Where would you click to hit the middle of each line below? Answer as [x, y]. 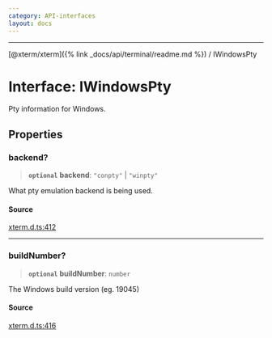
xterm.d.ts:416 [32, 325]
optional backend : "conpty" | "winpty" [93, 175]
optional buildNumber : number [79, 273]
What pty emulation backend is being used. [81, 191]
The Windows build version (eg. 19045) [74, 289]
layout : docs [30, 23]
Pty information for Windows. [57, 109]
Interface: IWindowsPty [90, 87]
